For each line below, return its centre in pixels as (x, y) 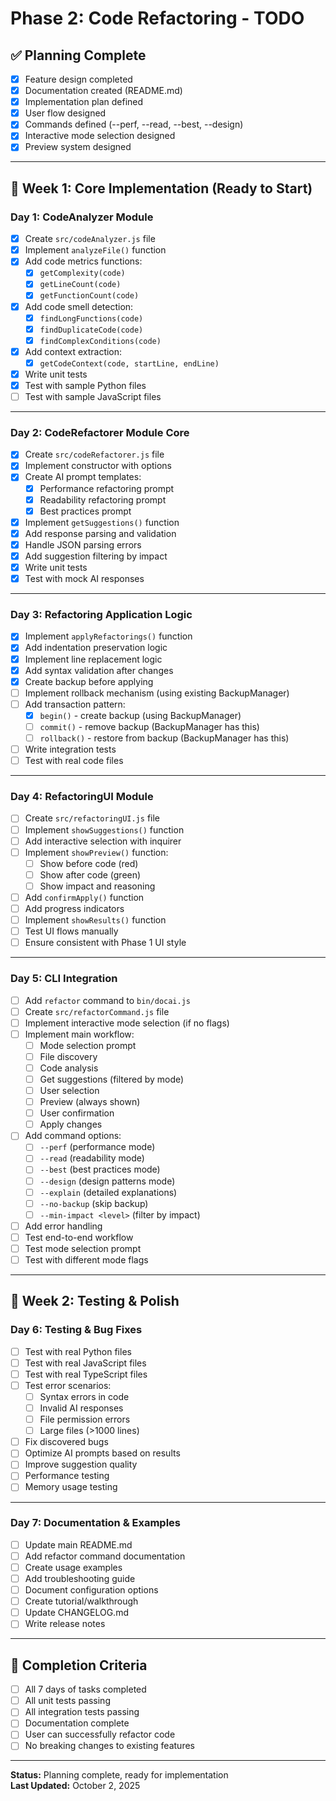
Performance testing (67, 1476)
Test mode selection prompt (83, 1248)
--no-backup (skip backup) (94, 1203)
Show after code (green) (90, 874)
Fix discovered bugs (66, 1442)
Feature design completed (78, 79)
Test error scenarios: (68, 1385)
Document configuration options (91, 1590)
